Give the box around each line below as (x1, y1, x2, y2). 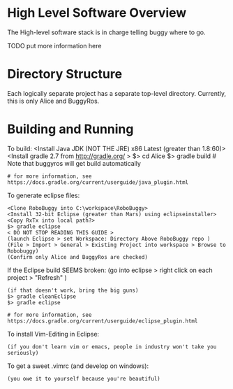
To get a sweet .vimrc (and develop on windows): (7, 362, 149, 370)
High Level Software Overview (7, 5, 187, 21)
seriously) (7, 349, 39, 356)
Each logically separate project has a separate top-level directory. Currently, (7, 89, 227, 97)
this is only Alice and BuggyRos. (7, 97, 100, 105)
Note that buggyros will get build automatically (7, 159, 142, 167)
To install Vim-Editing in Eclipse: (7, 330, 100, 338)
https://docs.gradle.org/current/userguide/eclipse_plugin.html (7, 317, 198, 325)
